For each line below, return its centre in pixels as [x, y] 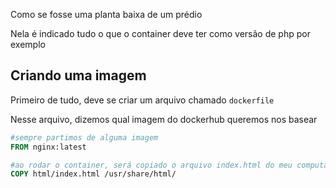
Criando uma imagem [78, 75]
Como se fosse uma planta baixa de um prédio [106, 14]
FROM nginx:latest [48, 147]
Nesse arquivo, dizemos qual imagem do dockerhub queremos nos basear [164, 119]
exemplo [28, 44]
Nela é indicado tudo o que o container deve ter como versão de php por [160, 33]
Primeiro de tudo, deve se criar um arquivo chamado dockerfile [142, 100]
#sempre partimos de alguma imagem [84, 137]
